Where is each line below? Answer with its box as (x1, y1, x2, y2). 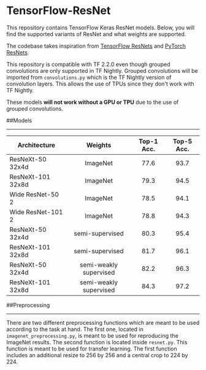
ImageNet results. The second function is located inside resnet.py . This (6, 338, 188, 346)
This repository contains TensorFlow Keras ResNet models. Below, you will (6, 24, 195, 31)
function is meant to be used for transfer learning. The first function (6, 345, 177, 352)
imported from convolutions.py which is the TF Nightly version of (6, 73, 172, 81)
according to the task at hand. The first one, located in (6, 325, 144, 333)
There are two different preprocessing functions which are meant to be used (6, 319, 200, 326)
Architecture (17, 141, 56, 149)
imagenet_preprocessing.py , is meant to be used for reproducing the (6, 331, 179, 339)
